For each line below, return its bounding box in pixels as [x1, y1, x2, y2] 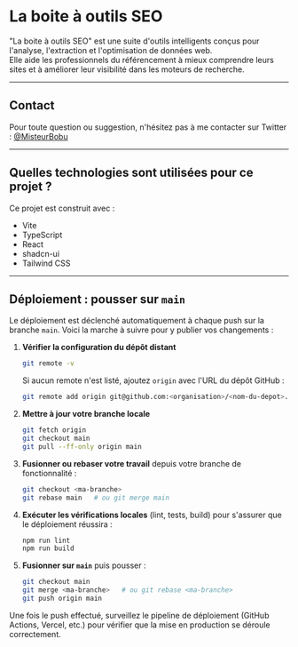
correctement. [9, 628, 61, 639]
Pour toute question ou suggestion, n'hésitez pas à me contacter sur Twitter [9, 122, 287, 132]
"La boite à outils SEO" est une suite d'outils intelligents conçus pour [9, 36, 260, 46]
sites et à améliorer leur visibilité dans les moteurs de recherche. [9, 64, 246, 75]
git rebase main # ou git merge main [21, 493, 170, 502]
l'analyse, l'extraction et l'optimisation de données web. [9, 44, 213, 55]
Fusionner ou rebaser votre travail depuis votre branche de [21, 458, 242, 468]
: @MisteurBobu [9, 131, 68, 141]
